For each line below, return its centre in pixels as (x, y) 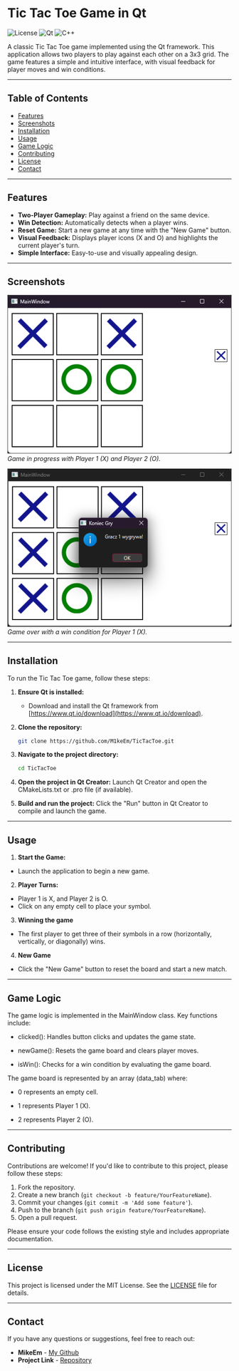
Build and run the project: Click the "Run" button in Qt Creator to (113, 804)
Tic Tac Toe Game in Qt (77, 13)
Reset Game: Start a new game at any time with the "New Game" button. (124, 230)
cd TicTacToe (37, 769)
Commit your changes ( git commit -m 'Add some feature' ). (105, 1202)
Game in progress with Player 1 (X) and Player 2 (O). (84, 458)
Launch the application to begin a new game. (84, 871)
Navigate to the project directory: (68, 755)
